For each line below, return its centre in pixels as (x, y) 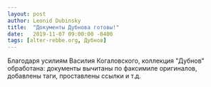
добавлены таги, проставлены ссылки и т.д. (74, 76)
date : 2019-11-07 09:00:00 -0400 (60, 34)
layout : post (27, 14)
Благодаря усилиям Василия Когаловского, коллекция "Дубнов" (106, 61)
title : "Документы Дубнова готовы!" (63, 27)
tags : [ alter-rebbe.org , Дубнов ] (57, 41)
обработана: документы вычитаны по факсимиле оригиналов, (102, 68)
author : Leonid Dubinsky (44, 21)
